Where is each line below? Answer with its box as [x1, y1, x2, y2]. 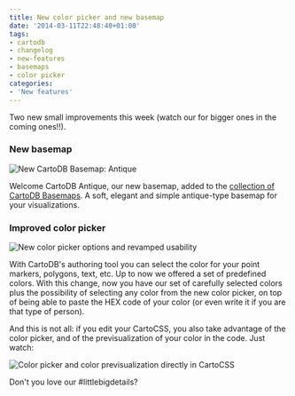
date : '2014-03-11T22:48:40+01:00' [9, 21, 141, 30]
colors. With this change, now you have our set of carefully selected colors [9, 278, 283, 289]
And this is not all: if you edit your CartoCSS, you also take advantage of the [9, 323, 286, 334]
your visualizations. [9, 199, 80, 210]
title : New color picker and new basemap [9, 12, 165, 22]
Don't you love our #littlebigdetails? [9, 376, 139, 387]
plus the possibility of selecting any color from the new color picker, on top [9, 288, 283, 298]
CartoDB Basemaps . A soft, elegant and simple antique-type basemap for [9, 190, 277, 201]
